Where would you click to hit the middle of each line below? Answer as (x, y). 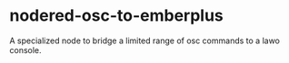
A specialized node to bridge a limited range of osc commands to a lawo (144, 40)
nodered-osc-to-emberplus (117, 16)
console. (26, 49)
